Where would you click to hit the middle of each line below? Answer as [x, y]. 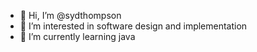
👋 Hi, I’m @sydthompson [70, 15]
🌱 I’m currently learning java [77, 36]
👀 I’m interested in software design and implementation [133, 26]
